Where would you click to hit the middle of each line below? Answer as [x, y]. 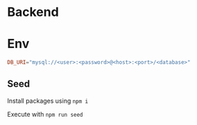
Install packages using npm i [48, 101]
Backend [33, 12]
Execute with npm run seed [45, 114]
